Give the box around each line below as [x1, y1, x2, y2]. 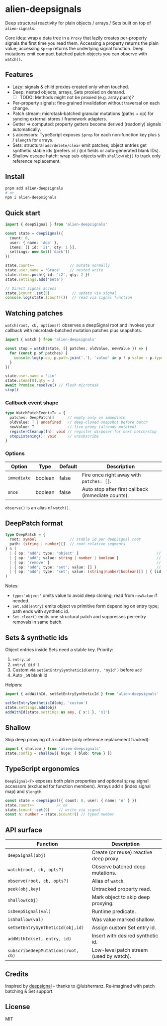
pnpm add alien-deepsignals [5, 186, 64, 191]
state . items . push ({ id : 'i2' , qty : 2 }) [5, 272, 90, 277]
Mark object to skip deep [91, 894, 150, 901]
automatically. [12, 126, 41, 132]
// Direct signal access [5, 286, 57, 291]
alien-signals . [5, 25, 36, 31]
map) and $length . [5, 788, 43, 795]
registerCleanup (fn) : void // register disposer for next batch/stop [9, 429, 157, 434]
